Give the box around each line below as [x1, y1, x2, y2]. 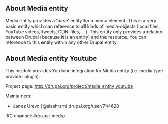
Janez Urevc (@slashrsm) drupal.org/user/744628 [12, 103, 119, 109]
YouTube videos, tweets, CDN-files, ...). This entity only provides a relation [5, 28, 163, 35]
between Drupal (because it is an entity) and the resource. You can [5, 34, 147, 40]
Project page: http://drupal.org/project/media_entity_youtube [5, 83, 133, 89]
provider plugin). [5, 73, 40, 79]
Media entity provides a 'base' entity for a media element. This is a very [5, 17, 156, 23]
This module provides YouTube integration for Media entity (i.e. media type [5, 67, 163, 73]
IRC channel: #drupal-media [5, 112, 65, 119]
